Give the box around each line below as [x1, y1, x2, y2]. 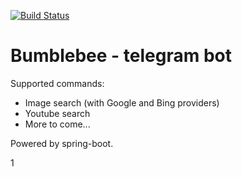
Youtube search [24, 107, 91, 119]
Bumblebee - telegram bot [10, 45, 232, 67]
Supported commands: [10, 77, 105, 89]
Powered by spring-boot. [10, 137, 114, 149]
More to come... [24, 118, 91, 130]
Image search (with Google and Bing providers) [24, 96, 220, 109]
